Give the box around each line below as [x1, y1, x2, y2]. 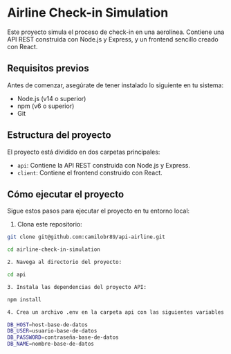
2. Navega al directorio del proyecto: [7, 258, 122, 266]
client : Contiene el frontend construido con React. [17, 168, 163, 177]
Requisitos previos [7, 62, 89, 74]
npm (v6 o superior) [17, 102, 75, 110]
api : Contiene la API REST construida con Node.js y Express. [17, 161, 190, 169]
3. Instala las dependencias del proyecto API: [7, 283, 147, 290]
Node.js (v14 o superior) [17, 94, 86, 103]
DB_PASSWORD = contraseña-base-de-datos [7, 334, 119, 341]
